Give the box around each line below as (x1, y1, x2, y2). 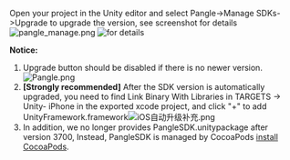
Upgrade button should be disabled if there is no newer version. (22, 63, 263, 73)
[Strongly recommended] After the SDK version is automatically (22, 82, 265, 92)
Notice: (9, 45, 38, 55)
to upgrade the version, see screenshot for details (49, 17, 238, 28)
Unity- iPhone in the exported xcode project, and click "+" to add (22, 101, 267, 112)
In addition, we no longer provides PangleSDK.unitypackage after (22, 122, 269, 133)
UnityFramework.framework (22, 112, 129, 122)
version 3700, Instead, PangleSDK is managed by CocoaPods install (22, 132, 278, 142)
